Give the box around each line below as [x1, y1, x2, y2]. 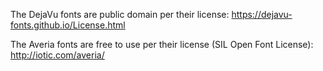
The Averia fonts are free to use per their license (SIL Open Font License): [10, 39, 314, 50]
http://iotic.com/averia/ [10, 49, 105, 61]
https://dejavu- [231, 9, 293, 20]
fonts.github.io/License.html [10, 19, 126, 31]
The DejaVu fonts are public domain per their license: [10, 9, 230, 20]
